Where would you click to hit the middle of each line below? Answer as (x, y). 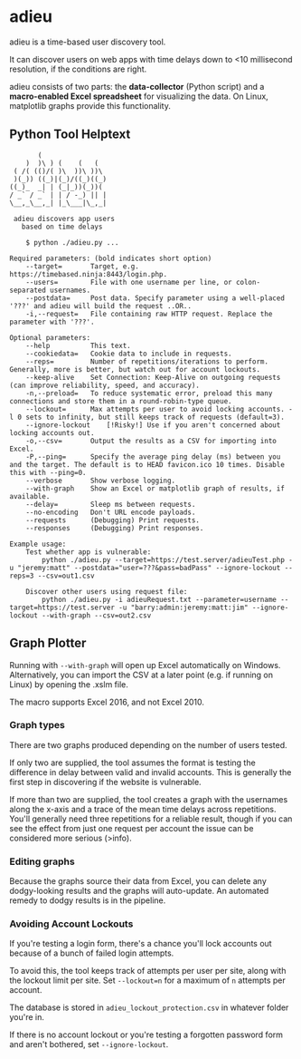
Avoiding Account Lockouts (71, 924)
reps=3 (22, 576)
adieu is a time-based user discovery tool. (88, 42)
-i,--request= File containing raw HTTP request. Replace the (149, 314)
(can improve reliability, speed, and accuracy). (105, 385)
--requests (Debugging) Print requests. (113, 520)
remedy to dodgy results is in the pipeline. (88, 900)
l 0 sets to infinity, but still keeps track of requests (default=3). (147, 417)
